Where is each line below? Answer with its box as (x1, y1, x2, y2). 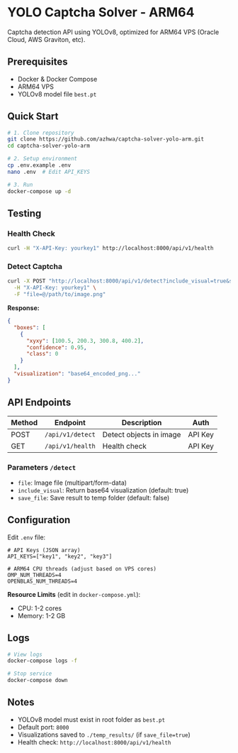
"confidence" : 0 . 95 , (25, 343, 87, 351)
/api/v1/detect (45, 430, 96, 439)
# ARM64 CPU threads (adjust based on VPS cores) (7, 565, 157, 572)
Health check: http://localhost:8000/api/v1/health (17, 737, 171, 746)
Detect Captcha (7, 262, 62, 272)
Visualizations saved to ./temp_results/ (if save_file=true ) (17, 730, 191, 739)
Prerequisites (7, 56, 68, 68)
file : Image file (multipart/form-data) (17, 478, 127, 487)
